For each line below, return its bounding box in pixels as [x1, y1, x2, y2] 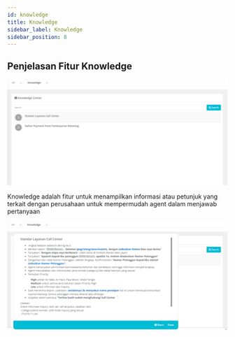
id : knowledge [7, 11, 49, 18]
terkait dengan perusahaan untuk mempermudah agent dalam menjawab [7, 200, 218, 208]
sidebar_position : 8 [7, 34, 68, 41]
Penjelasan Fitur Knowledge [7, 60, 133, 72]
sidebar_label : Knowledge [7, 26, 83, 33]
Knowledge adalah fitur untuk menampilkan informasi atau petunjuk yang [7, 192, 218, 201]
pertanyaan [7, 207, 41, 216]
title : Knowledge [7, 18, 58, 26]
